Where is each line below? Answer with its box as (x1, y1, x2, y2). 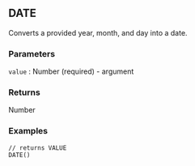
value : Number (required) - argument (8, 66, 134, 76)
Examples (8, 126, 49, 137)
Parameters (8, 48, 55, 59)
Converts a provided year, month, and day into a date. (8, 28, 188, 37)
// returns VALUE (8, 143, 67, 152)
